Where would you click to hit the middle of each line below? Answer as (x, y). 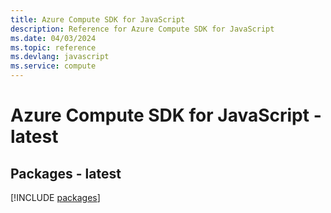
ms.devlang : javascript (60, 57)
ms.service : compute (53, 66)
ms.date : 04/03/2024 (53, 38)
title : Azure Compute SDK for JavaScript (98, 19)
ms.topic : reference (53, 47)
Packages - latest (66, 173)
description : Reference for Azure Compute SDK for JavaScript (142, 29)
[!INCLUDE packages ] (55, 197)
